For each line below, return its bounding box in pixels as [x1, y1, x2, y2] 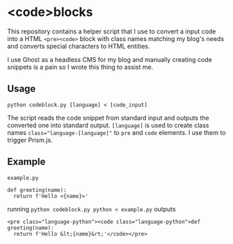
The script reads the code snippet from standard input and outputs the [7, 113, 210, 122]
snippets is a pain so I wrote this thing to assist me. [7, 63, 154, 71]
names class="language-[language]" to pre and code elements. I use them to [7, 128, 226, 136]
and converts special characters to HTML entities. [7, 42, 150, 50]
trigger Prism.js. [7, 136, 54, 144]
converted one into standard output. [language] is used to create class [7, 121, 209, 129]
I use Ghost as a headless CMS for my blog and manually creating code [7, 55, 212, 63]
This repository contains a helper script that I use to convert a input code [7, 27, 216, 35]
